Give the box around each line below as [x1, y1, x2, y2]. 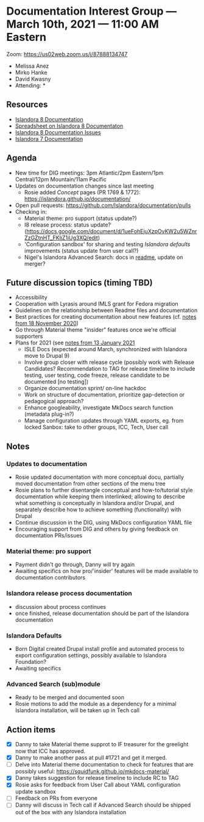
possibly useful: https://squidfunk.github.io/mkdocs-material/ [15, 768, 169, 775]
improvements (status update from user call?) [24, 247, 139, 254]
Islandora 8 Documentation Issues [15, 128, 102, 136]
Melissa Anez [15, 62, 49, 70]
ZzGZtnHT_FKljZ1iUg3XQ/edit [24, 234, 99, 241]
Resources [6, 100, 48, 110]
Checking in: [15, 208, 47, 215]
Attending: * [15, 81, 46, 89]
